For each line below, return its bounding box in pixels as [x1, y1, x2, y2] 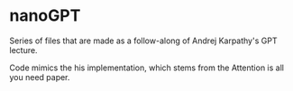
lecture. [9, 44, 38, 55]
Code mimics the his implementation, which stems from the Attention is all [9, 62, 284, 73]
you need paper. [9, 71, 70, 82]
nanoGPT [9, 5, 81, 26]
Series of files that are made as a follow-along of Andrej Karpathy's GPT [9, 35, 278, 46]
